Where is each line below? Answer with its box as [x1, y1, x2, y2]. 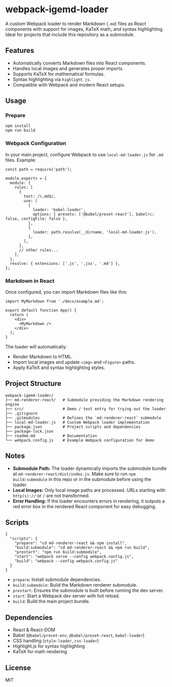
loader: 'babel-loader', [32, 207, 86, 212]
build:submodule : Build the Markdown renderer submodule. [12, 582, 138, 588]
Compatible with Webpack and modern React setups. [12, 81, 125, 88]
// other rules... [18, 247, 58, 253]
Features [5, 46, 34, 55]
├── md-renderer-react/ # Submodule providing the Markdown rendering [5, 397, 164, 403]
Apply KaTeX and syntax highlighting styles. [12, 365, 105, 371]
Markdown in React [5, 277, 55, 284]
